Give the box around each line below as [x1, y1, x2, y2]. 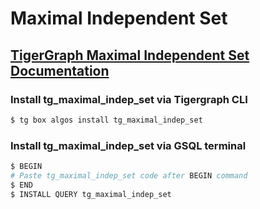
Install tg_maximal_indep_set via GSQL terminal [10, 138, 247, 152]
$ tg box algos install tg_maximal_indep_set [10, 115, 203, 125]
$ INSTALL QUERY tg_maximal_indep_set [10, 189, 172, 199]
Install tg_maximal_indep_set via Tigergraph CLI [10, 92, 248, 106]
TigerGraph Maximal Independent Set [10, 47, 250, 64]
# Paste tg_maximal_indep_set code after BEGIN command [10, 170, 248, 181]
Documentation [10, 62, 110, 79]
